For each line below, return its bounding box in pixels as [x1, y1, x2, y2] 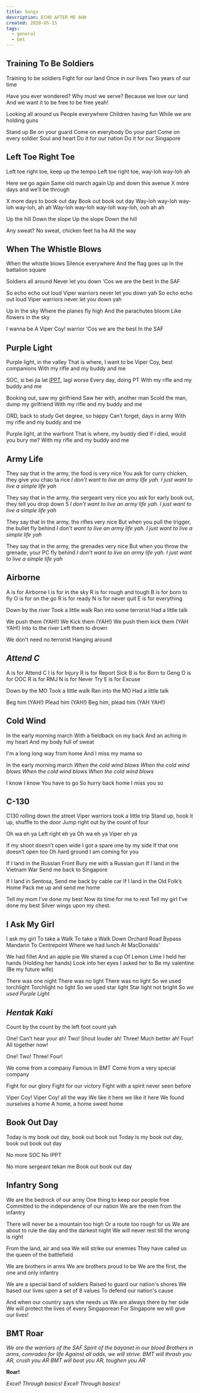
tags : [6, 25, 20, 32]
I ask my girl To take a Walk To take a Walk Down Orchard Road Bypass [6, 935, 181, 942]
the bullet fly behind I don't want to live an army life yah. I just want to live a [6, 525, 193, 532]
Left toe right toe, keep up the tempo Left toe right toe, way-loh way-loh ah [6, 168, 190, 175]
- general [11, 31, 36, 37]
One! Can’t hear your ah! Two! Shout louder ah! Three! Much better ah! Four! [6, 1034, 194, 1042]
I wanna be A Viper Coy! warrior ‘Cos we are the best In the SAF [6, 325, 164, 332]
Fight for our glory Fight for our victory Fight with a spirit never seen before [6, 1082, 191, 1089]
